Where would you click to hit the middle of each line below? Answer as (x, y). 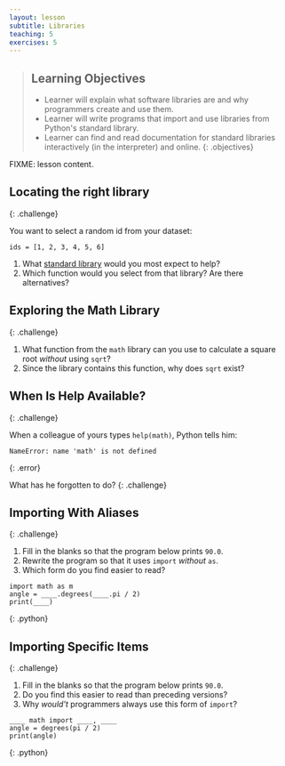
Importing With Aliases (74, 512)
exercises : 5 (33, 42)
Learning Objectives (88, 78)
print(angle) (33, 736)
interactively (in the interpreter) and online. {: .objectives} (149, 147)
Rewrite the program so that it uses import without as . (120, 560)
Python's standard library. (91, 128)
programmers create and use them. (109, 109)
